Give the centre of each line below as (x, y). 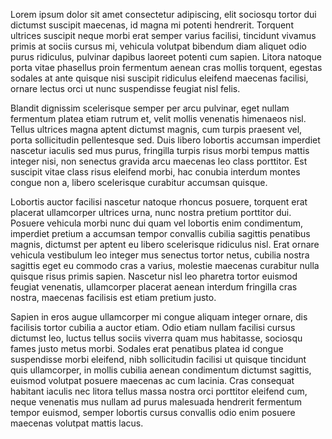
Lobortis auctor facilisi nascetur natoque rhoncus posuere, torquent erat (159, 202)
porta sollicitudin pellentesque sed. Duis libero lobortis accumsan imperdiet (165, 140)
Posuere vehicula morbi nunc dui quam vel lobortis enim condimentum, (157, 223)
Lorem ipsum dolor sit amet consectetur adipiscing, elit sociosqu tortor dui (163, 14)
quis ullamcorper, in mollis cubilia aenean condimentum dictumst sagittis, (161, 370)
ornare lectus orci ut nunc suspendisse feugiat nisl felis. (125, 88)
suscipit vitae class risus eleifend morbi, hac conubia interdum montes (155, 172)
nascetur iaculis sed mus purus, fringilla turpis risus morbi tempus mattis (160, 150)
